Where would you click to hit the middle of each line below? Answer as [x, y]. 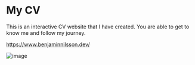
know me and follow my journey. [46, 32]
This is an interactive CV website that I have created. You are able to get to [98, 27]
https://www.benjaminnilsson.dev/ [48, 44]
